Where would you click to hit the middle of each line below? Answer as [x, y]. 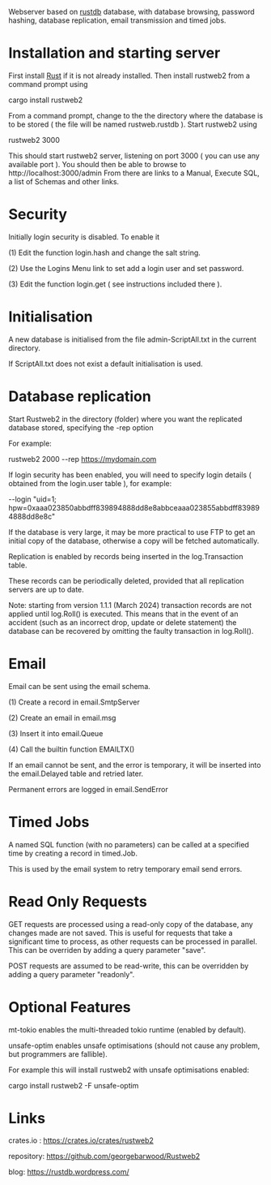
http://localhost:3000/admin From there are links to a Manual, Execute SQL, [134, 173]
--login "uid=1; [32, 499]
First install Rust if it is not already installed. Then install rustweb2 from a [129, 75]
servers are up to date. [47, 589]
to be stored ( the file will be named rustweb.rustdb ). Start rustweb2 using [133, 124]
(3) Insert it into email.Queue [56, 733]
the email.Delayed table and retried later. [76, 773]
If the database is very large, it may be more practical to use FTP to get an [132, 532]
